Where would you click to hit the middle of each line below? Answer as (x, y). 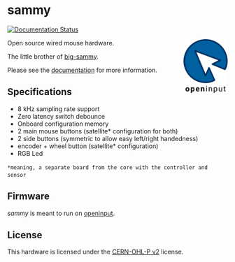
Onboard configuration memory (63, 124)
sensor (17, 175)
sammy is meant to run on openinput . (61, 213)
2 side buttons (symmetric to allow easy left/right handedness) (108, 138)
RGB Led (30, 153)
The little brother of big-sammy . (53, 56)
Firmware (29, 197)
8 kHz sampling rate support (58, 109)
